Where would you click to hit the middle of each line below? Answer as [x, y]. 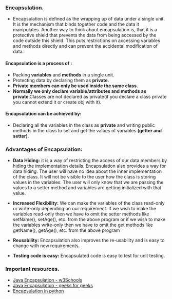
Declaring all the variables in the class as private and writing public [84, 125]
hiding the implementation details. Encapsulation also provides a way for [89, 166]
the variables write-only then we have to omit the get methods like [83, 225]
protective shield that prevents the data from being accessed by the [84, 35]
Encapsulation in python [38, 291]
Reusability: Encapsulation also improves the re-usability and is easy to [89, 240]
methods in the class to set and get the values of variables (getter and [87, 130]
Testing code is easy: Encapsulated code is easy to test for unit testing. [89, 256]
